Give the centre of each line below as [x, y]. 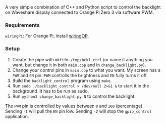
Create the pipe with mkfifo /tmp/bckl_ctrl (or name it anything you [82, 59]
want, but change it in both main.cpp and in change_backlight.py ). [79, 65]
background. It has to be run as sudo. [51, 91]
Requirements [23, 25]
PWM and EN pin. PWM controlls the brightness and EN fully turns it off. [80, 75]
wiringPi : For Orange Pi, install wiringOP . [47, 36]
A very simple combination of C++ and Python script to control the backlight [83, 7]
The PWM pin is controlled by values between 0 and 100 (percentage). [74, 106]
